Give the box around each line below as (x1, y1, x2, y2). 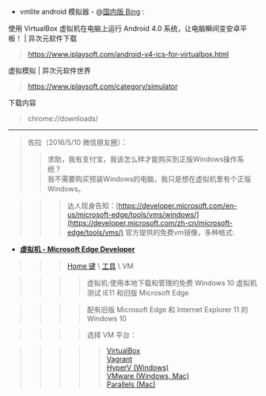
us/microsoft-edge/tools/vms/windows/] (66, 210, 199, 219)
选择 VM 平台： (86, 330, 137, 339)
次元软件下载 (35, 34, 78, 43)
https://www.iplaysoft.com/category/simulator (27, 82, 178, 91)
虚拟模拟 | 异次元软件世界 (8, 66, 91, 75)
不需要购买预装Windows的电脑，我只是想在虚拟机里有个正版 (54, 174, 252, 184)
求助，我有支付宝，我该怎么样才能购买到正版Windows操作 (47, 154, 237, 164)
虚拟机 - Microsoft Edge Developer (19, 245, 135, 253)
